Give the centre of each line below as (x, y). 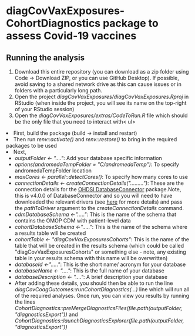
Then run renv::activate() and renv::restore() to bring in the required (95, 139)
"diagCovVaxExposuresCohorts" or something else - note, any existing (100, 252)
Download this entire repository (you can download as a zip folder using (102, 71)
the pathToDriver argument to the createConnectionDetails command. (99, 208)
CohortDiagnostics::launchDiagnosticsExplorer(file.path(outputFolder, (99, 321)
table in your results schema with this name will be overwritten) (91, 258)
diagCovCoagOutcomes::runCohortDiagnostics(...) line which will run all (102, 289)
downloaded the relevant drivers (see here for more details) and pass (98, 202)
